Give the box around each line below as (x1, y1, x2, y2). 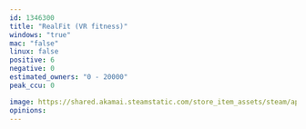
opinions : (9, 105, 47, 114)
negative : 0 (9, 64, 55, 74)
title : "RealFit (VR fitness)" (9, 22, 128, 31)
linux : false (9, 47, 59, 56)
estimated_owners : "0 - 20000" (9, 73, 128, 82)
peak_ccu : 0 (9, 81, 55, 90)
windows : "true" (9, 30, 71, 39)
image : (9, 97, 35, 106)
